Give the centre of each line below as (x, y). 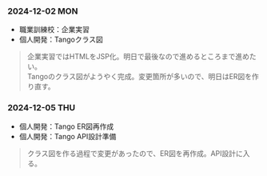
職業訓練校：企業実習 (54, 30)
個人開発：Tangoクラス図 (61, 40)
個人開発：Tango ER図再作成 (66, 126)
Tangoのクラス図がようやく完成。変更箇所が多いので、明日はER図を (139, 77)
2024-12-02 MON (43, 11)
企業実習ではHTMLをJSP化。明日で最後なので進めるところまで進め (138, 57)
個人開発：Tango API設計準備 (68, 136)
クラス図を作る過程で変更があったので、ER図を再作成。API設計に (135, 153)
